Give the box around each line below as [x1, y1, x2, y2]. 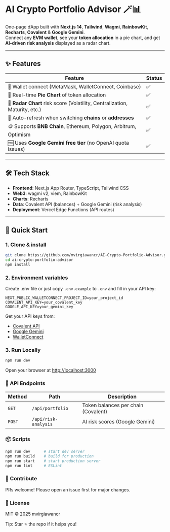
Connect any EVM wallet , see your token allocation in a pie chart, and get [5, 35, 160, 41]
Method [8, 393, 27, 400]
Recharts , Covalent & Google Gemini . [5, 29, 85, 35]
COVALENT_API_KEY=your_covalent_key [5, 300, 82, 305]
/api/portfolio [32, 405, 68, 411]
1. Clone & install [5, 241, 47, 248]
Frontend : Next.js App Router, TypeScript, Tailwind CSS [12, 185, 129, 191]
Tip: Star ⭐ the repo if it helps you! [5, 521, 77, 527]
